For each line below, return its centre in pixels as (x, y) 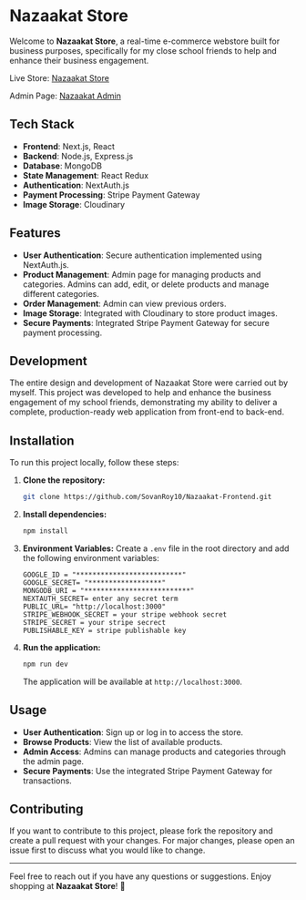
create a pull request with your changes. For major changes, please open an (152, 841)
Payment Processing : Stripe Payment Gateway (111, 194)
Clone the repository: (64, 480)
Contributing (46, 809)
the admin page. (53, 761)
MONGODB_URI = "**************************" (108, 590)
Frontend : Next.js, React (69, 146)
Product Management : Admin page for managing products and (142, 274)
